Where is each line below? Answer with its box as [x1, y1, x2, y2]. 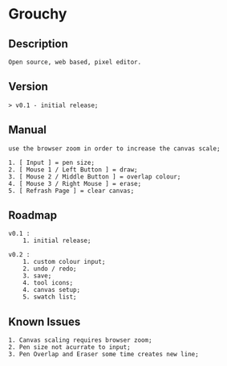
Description [8, 37, 68, 51]
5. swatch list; [22, 293, 78, 302]
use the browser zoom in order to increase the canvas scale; [8, 144, 221, 153]
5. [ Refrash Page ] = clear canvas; [8, 187, 135, 195]
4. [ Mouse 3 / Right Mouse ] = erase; [8, 179, 142, 187]
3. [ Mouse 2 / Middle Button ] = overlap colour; [8, 172, 181, 181]
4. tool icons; [22, 279, 74, 287]
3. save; [22, 272, 52, 280]
